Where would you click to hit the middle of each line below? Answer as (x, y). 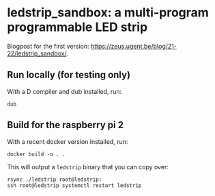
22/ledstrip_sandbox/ (37, 53)
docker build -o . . (37, 154)
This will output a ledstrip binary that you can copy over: (88, 167)
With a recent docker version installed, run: (68, 141)
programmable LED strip (77, 27)
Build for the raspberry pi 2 (66, 125)
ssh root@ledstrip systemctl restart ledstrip (74, 185)
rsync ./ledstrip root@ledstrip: (55, 180)
